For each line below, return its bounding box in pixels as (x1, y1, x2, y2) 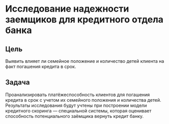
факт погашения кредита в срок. (5, 64, 76, 69)
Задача (5, 78, 30, 87)
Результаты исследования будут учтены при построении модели (5, 102, 147, 108)
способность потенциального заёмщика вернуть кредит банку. (5, 113, 144, 119)
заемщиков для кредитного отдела (5, 14, 164, 25)
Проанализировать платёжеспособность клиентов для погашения (5, 92, 150, 98)
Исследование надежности (5, 3, 129, 15)
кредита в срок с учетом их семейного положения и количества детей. (5, 97, 161, 103)
